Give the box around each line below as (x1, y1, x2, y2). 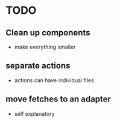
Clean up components (5, 28, 90, 38)
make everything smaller (14, 43, 76, 50)
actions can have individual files (14, 76, 94, 84)
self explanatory (14, 110, 55, 117)
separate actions (5, 61, 71, 71)
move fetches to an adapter (5, 94, 111, 104)
